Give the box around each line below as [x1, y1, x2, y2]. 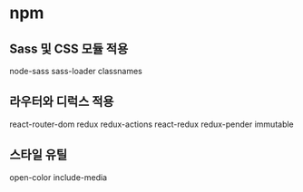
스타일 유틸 [9, 148, 68, 163]
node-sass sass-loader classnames [9, 66, 142, 76]
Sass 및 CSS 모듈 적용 [9, 41, 129, 56]
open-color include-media [9, 171, 107, 183]
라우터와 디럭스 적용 [9, 94, 114, 110]
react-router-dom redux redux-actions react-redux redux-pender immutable [9, 119, 295, 130]
